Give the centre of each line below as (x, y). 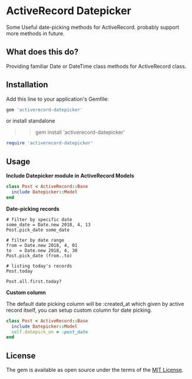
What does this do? (42, 52)
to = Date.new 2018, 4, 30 (42, 251)
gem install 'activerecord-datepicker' (80, 132)
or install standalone (31, 121)
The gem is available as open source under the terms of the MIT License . (95, 370)
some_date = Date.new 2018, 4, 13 (49, 225)
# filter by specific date (39, 219)
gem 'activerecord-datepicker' (44, 110)
